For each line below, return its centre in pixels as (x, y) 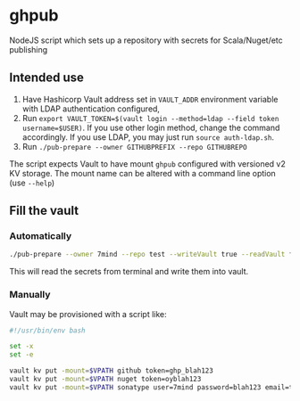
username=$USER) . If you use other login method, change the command (151, 127)
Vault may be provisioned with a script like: (88, 314)
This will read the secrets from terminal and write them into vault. (129, 272)
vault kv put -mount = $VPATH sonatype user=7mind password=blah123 (135, 387)
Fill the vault (44, 211)
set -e (21, 355)
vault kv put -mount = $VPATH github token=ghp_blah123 (112, 371)
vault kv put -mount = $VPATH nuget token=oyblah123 (105, 380)
